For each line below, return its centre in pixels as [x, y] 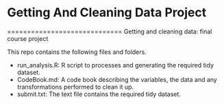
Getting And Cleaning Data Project [107, 13]
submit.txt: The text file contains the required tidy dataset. [99, 94]
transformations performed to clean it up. [75, 87]
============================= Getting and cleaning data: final [110, 31]
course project [28, 38]
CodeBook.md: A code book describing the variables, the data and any [117, 79]
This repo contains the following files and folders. [77, 52]
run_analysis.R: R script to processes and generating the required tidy [115, 65]
